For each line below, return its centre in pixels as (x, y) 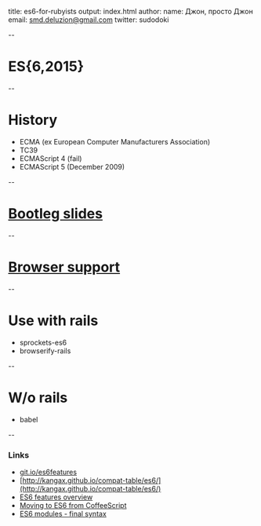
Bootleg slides (56, 214)
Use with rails (53, 320)
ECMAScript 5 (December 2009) (72, 166)
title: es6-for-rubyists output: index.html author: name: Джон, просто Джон (130, 11)
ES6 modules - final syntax (63, 513)
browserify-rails (45, 351)
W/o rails (38, 398)
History (33, 120)
